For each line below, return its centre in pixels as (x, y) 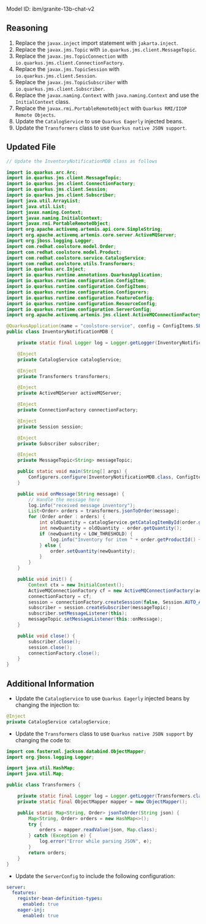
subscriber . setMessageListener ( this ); (78, 613)
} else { (50, 545)
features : (24, 893)
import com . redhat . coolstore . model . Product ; (64, 252)
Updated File (31, 147)
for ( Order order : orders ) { (67, 517)
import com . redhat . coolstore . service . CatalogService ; (77, 258)
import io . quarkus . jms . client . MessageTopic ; (64, 178)
